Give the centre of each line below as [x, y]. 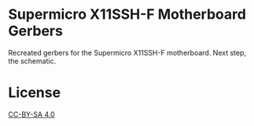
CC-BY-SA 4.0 [31, 114]
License [35, 93]
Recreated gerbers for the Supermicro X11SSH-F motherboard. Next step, [127, 52]
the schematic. [32, 61]
